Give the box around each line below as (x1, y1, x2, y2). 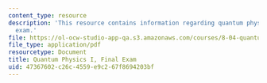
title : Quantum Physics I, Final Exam (8, 56, 137, 64)
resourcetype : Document (8, 48, 87, 56)
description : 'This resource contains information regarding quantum (8, 19, 244, 27)
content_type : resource (8, 11, 87, 20)
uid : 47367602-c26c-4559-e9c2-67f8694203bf (8, 63, 155, 71)
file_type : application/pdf (8, 41, 102, 49)
